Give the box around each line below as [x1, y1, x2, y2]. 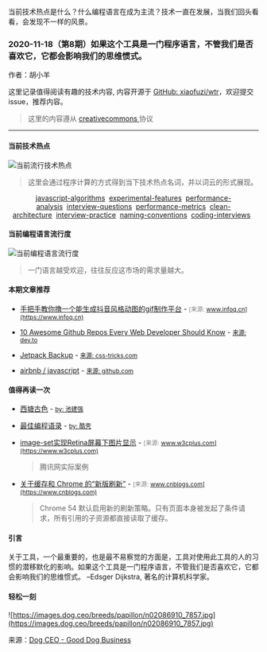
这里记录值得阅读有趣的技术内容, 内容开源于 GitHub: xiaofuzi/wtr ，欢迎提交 [8, 87, 254, 97]
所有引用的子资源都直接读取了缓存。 [53, 514, 172, 523]
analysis [36, 201, 64, 211]
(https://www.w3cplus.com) [19, 447, 99, 456]
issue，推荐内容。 [8, 97, 68, 107]
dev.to [19, 336, 38, 344]
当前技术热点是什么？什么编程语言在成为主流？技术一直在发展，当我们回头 [8, 7, 252, 16]
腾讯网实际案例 [39, 462, 89, 472]
